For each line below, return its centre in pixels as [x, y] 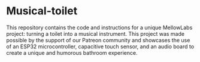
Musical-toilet [42, 11]
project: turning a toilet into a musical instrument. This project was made [95, 33]
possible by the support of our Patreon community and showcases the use [98, 40]
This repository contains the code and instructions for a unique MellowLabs [99, 27]
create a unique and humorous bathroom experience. [72, 52]
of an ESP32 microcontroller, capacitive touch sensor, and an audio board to [100, 46]
